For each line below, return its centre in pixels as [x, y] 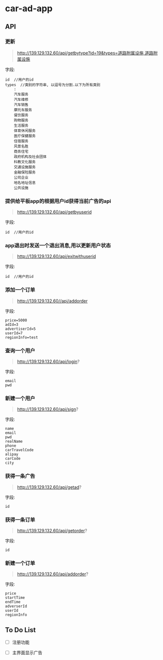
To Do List [20, 630]
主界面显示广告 [27, 653]
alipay [12, 455]
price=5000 [16, 320]
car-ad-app [29, 9]
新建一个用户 [20, 398]
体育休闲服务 [25, 131]
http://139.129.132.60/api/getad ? [49, 487]
